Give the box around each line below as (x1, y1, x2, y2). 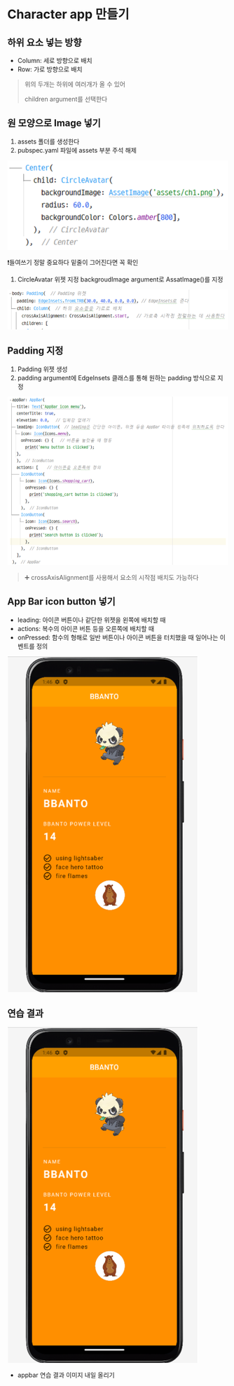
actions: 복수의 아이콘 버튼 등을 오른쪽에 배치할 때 (17, 624, 155, 632)
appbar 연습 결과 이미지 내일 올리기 (17, 1371, 115, 1379)
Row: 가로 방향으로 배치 (17, 65, 83, 74)
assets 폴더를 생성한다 (17, 137, 80, 146)
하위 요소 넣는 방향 (7, 36, 82, 48)
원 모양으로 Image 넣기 (7, 117, 102, 130)
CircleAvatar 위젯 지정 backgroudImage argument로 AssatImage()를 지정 (17, 275, 223, 284)
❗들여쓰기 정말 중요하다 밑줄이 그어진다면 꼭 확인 (7, 258, 139, 267)
